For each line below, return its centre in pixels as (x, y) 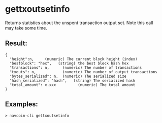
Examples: (22, 104)
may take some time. (26, 28)
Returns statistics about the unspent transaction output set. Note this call (79, 23)
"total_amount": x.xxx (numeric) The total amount (72, 85)
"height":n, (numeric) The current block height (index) (74, 59)
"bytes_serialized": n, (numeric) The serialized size (68, 76)
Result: (16, 44)
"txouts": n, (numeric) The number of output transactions (83, 72)
